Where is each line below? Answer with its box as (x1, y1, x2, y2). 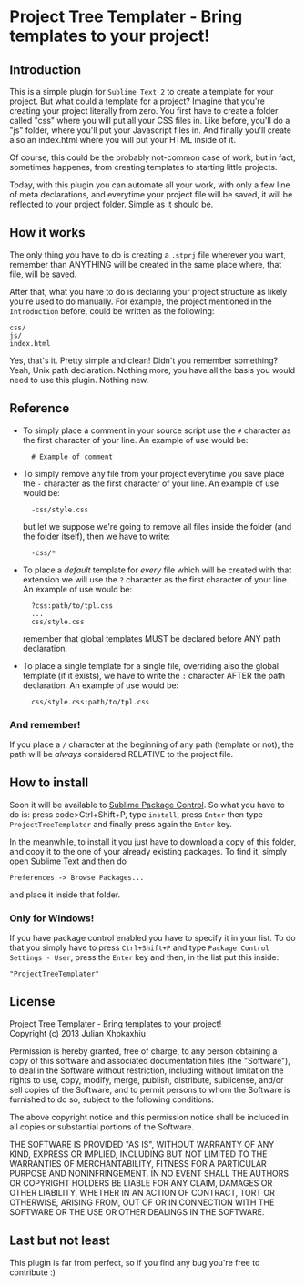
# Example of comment (31, 452, 114, 461)
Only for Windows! (9, 912, 95, 925)
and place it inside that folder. (9, 889, 121, 900)
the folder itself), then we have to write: (22, 531, 171, 542)
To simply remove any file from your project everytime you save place (22, 468, 285, 479)
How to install (9, 775, 89, 791)
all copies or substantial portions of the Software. (9, 1121, 194, 1132)
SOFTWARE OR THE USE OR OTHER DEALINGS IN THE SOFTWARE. (9, 1206, 265, 1217)
